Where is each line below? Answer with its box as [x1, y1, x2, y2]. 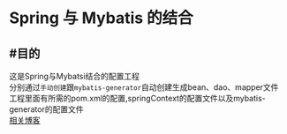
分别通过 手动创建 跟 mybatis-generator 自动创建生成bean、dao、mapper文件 [9, 82, 279, 93]
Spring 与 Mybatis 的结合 [9, 8, 194, 28]
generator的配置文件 [9, 104, 84, 115]
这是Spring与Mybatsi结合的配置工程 [9, 71, 140, 81]
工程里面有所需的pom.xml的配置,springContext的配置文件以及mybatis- [9, 93, 267, 103]
